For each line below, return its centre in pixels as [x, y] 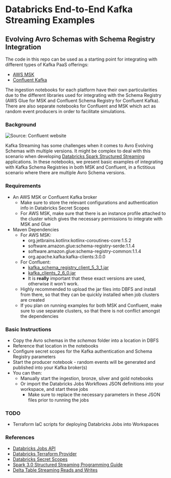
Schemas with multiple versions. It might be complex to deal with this [78, 151]
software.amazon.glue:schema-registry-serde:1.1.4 [81, 246]
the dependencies [39, 316]
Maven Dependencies [36, 229]
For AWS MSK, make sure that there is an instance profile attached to [93, 213]
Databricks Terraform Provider [45, 454]
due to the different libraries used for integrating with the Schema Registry [83, 95]
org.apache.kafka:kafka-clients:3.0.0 [67, 256]
